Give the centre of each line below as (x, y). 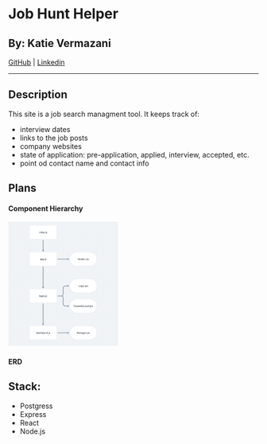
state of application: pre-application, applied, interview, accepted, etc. (134, 154)
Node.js (33, 431)
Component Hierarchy (46, 208)
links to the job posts (54, 138)
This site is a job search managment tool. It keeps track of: (104, 114)
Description (38, 95)
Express (33, 414)
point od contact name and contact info (84, 163)
